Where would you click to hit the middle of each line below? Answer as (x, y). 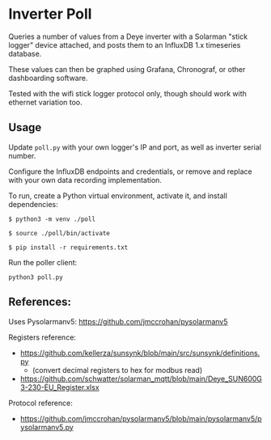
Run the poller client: (43, 262)
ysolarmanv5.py (47, 427)
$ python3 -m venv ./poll (52, 219)
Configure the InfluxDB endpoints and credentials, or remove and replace (130, 171)
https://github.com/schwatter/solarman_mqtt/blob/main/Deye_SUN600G (141, 379)
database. (25, 53)
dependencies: (33, 204)
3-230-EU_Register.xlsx (59, 387)
